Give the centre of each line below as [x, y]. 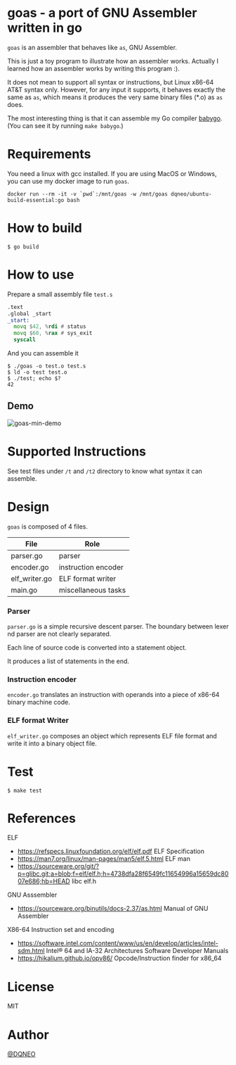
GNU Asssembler [32, 895]
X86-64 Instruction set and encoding [61, 930]
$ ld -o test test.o [38, 372]
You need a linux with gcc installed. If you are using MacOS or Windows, [112, 173]
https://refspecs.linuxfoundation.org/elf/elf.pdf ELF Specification [111, 851]
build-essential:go [36, 200]
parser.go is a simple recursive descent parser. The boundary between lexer [118, 626]
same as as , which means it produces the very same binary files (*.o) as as [115, 97]
